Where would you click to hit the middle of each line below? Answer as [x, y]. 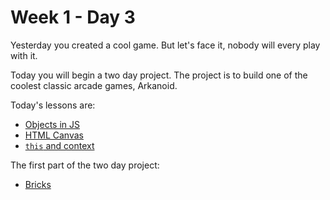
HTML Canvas [54, 135]
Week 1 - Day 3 [73, 17]
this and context [59, 145]
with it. [24, 55]
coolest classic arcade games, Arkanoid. [94, 85]
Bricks [38, 184]
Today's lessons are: [53, 105]
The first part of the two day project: [85, 165]
